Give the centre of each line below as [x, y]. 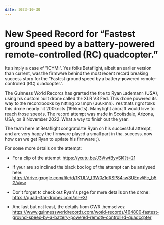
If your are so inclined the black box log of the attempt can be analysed [84, 167]
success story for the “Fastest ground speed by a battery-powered [72, 78]
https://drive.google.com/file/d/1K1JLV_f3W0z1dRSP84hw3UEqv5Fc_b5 [84, 177]
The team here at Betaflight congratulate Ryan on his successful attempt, [79, 128]
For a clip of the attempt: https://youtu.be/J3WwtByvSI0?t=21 [74, 158]
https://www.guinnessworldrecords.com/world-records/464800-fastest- [85, 212]
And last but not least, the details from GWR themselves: [69, 207]
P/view [19, 183]
